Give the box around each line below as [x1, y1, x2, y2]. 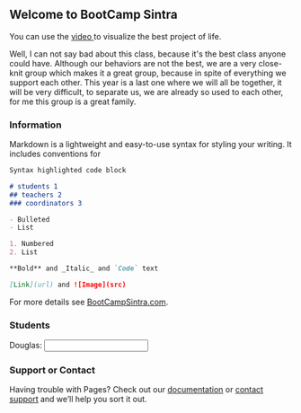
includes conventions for [9, 148, 102, 160]
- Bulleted [9, 215, 50, 224]
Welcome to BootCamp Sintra [9, 7, 178, 22]
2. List [9, 248, 39, 257]
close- [258, 57, 283, 68]
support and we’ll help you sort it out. [9, 394, 147, 405]
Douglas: [9, 340, 43, 351]
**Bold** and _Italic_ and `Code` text [9, 264, 159, 273]
